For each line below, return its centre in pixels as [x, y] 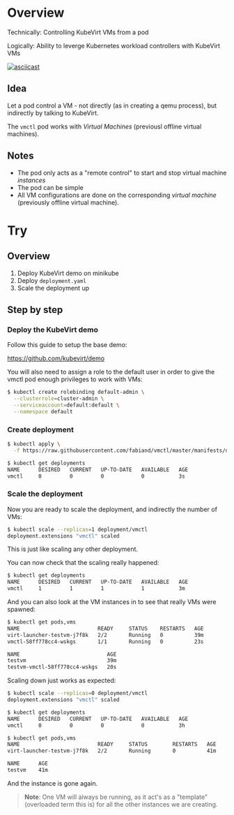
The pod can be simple [50, 187]
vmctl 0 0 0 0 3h [96, 725]
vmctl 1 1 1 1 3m [96, 589]
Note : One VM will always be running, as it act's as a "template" [116, 797]
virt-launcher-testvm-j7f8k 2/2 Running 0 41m [112, 751]
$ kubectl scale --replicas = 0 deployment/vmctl [78, 693]
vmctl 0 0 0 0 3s [96, 476]
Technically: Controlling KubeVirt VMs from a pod [78, 32]
